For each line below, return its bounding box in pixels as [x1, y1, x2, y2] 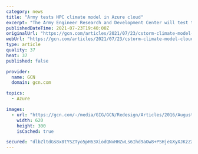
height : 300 [16, 123, 46, 129]
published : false [6, 58, 49, 64]
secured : [6, 139, 28, 145]
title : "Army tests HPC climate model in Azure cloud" [6, 14, 144, 20]
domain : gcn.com [11, 80, 51, 86]
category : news [6, 8, 44, 15]
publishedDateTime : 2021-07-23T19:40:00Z [6, 25, 110, 31]
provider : [6, 68, 31, 74]
